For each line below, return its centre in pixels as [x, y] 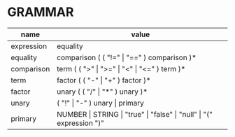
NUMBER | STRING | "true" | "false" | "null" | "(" [135, 114]
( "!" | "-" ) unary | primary [101, 103]
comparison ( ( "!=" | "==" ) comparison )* [127, 57]
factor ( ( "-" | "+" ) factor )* [104, 80]
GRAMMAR [41, 12]
